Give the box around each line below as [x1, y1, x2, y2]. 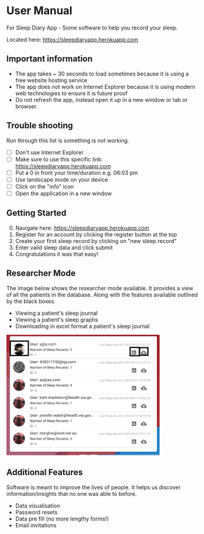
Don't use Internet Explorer [15, 149, 84, 156]
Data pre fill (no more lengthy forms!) [15, 515, 109, 522]
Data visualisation [15, 501, 60, 509]
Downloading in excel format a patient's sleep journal [15, 322, 150, 330]
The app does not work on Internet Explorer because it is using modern [15, 83, 196, 90]
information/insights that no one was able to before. [6, 490, 137, 497]
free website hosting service [15, 76, 88, 83]
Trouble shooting [6, 120, 74, 131]
